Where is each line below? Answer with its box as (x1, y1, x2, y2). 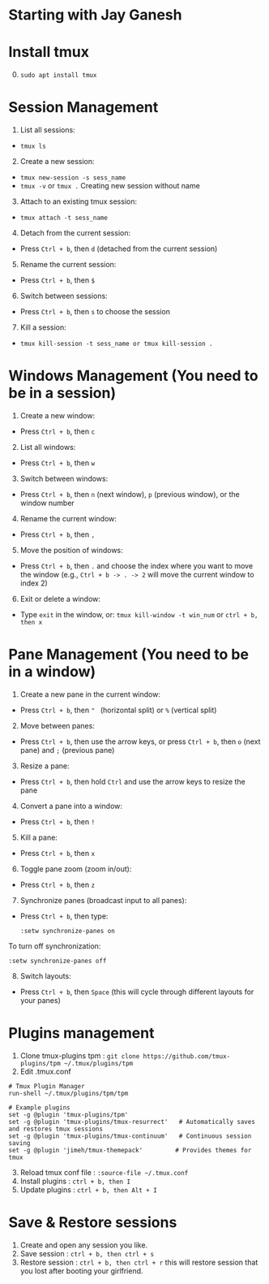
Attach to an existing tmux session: (19, 197, 138, 206)
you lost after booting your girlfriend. (19, 1265, 143, 1276)
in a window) (8, 663, 96, 681)
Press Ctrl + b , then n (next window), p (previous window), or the (19, 490, 241, 499)
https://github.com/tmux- (143, 1052, 231, 1061)
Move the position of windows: (19, 546, 123, 555)
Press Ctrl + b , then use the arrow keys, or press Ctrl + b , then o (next (19, 737, 261, 746)
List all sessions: (19, 125, 75, 135)
